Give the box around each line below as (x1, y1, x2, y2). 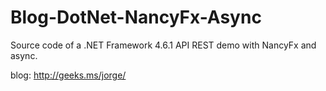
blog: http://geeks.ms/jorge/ (10, 69, 127, 81)
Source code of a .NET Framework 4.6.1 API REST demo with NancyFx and (10, 39, 317, 51)
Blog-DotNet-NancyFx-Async (10, 6, 262, 29)
